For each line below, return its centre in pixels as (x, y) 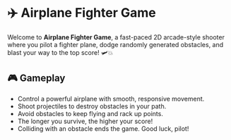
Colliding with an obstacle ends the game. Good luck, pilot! (103, 128)
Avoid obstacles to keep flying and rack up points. (90, 113)
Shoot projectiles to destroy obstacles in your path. (92, 106)
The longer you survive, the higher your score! (85, 121)
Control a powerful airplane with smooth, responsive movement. (111, 98)
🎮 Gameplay (36, 78)
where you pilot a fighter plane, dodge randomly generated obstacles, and (115, 44)
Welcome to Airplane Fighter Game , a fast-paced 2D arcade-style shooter (116, 37)
